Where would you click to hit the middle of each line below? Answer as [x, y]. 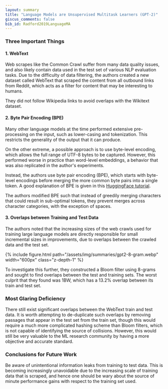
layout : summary [22, 10]
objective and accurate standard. [39, 341]
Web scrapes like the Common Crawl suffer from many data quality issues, [82, 64]
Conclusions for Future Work [41, 354]
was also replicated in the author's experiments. [55, 165]
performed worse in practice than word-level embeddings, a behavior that [82, 160]
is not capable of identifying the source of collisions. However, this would [81, 331]
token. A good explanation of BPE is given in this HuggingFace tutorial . [78, 186]
